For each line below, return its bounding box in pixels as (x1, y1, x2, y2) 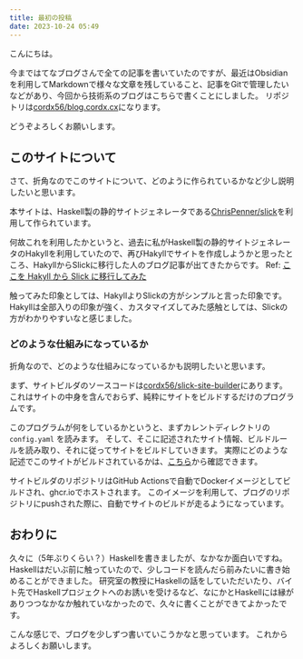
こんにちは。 (9, 47, 57, 59)
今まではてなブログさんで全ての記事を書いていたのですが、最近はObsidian (9, 67, 288, 78)
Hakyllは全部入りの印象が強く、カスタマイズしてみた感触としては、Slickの (9, 302, 288, 313)
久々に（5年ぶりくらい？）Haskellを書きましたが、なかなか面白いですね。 (9, 553, 288, 564)
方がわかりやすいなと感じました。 (9, 313, 137, 324)
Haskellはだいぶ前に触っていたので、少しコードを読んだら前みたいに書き (9, 564, 283, 575)
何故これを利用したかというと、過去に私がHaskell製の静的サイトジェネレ (9, 237, 283, 248)
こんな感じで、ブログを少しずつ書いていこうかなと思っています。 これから (9, 629, 288, 640)
